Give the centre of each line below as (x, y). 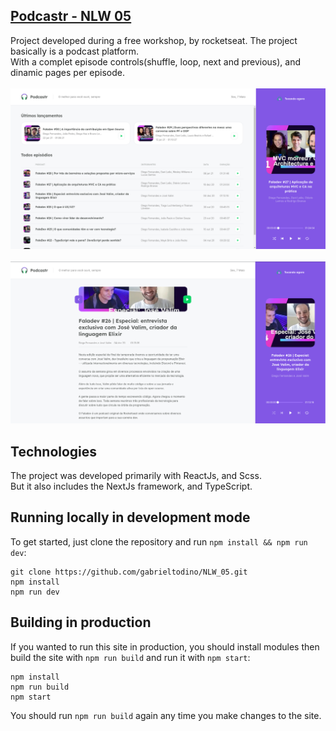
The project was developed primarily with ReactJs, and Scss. (136, 475)
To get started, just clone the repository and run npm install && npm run (159, 541)
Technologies (54, 451)
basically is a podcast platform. (74, 51)
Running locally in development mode (130, 517)
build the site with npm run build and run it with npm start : (130, 657)
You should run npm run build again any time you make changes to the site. (166, 715)
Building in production (81, 622)
